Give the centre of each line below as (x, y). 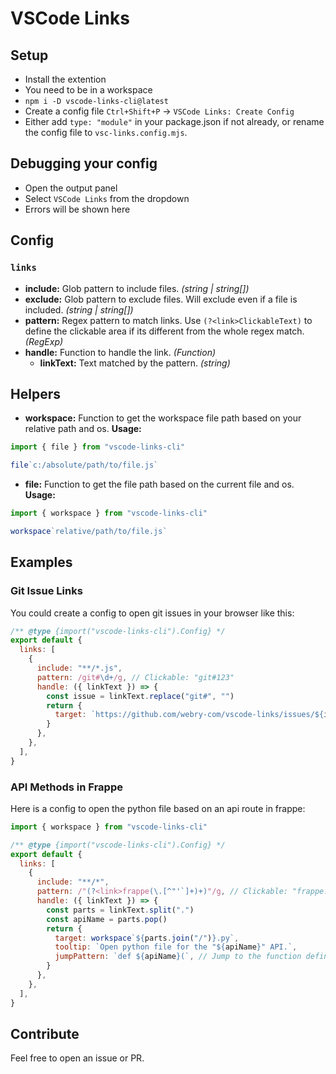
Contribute (45, 1033)
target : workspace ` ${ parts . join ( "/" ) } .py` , (147, 938)
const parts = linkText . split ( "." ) (120, 910)
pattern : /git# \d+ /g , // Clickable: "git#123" (135, 677)
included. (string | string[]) (79, 309)
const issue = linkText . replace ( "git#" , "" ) (140, 696)
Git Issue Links (46, 591)
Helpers (35, 393)
